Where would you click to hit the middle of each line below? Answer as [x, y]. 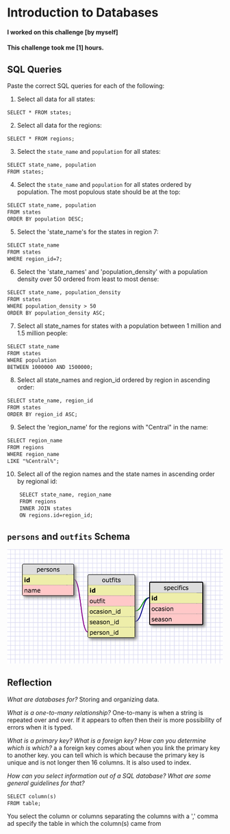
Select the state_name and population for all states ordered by [104, 185]
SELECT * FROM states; [39, 113]
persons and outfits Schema [68, 536]
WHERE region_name [33, 455]
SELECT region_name [35, 441]
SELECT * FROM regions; [41, 139]
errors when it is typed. [40, 727]
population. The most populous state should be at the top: [99, 192]
